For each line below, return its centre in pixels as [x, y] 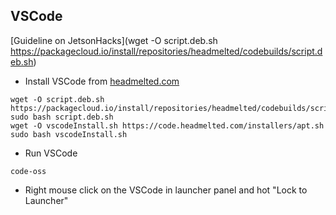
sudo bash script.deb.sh [62, 117]
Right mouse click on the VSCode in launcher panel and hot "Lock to [166, 190]
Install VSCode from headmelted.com [102, 81]
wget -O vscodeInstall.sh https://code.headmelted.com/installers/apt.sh [167, 125]
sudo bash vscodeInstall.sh [69, 134]
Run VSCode [51, 153]
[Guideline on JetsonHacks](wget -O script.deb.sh [114, 40]
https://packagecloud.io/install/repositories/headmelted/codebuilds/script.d [166, 51]
